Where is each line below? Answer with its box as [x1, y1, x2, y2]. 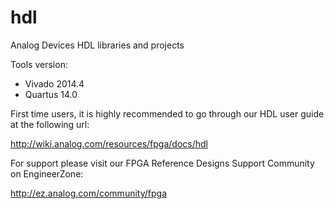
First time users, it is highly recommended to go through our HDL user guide [10, 107, 325, 120]
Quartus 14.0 [24, 88, 78, 100]
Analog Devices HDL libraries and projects [10, 39, 185, 51]
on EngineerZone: [10, 167, 84, 180]
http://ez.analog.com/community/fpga [10, 187, 167, 199]
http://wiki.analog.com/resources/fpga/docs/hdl [10, 137, 208, 150]
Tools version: [10, 58, 68, 70]
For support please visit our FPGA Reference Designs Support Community [10, 157, 315, 169]
